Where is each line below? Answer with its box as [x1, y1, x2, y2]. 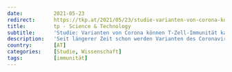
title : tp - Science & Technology [7, 23, 131, 29]
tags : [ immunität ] [7, 55, 88, 62]
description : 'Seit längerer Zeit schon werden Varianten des [7, 36, 196, 43]
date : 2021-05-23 [7, 10, 85, 17]
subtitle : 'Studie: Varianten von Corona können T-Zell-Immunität [7, 29, 217, 36]
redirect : [7, 16, 36, 23]
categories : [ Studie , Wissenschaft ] [7, 49, 122, 56]
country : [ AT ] [7, 42, 67, 49]
